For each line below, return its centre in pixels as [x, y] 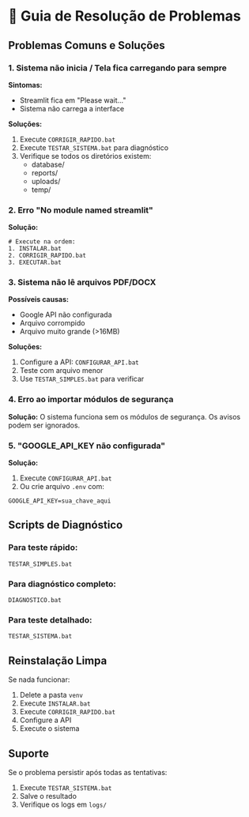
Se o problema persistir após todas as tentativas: [88, 772]
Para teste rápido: [43, 548]
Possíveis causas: [39, 299]
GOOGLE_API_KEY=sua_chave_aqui [60, 501]
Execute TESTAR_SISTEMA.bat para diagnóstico [94, 147]
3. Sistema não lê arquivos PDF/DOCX [82, 282]
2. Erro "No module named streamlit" [81, 210]
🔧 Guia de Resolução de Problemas [124, 16]
